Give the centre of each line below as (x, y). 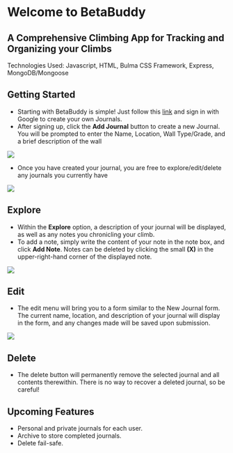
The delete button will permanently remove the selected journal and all (118, 375)
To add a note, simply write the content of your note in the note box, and (121, 242)
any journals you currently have (62, 175)
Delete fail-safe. (40, 443)
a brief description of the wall (59, 141)
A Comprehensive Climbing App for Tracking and (116, 38)
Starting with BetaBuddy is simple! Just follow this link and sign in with (118, 112)
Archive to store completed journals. (69, 436)
